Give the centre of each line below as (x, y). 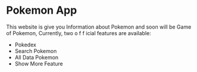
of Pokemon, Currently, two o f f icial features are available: (79, 33)
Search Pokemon (36, 51)
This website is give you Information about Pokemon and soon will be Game (99, 27)
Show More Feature (39, 64)
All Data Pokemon (36, 57)
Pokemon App (42, 10)
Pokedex (26, 45)
